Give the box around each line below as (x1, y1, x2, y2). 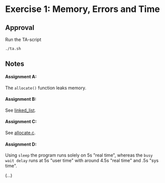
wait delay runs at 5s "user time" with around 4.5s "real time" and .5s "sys (5, 158, 159, 164)
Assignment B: (5, 96, 36, 102)
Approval (5, 23, 34, 32)
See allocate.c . (5, 130, 36, 136)
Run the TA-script (5, 36, 41, 42)
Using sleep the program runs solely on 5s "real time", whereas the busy (5, 152, 153, 158)
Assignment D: (5, 141, 37, 147)
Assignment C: (5, 119, 37, 125)
